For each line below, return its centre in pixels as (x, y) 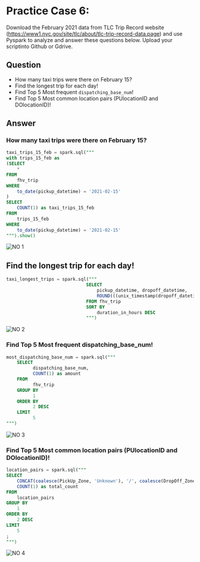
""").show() (21, 236)
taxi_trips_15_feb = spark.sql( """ (50, 153)
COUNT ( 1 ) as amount (57, 374)
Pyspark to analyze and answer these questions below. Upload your (89, 40)
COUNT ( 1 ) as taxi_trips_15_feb (56, 208)
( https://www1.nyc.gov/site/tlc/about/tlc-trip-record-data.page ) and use (94, 33)
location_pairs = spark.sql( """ (46, 470)
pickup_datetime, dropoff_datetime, (142, 290)
